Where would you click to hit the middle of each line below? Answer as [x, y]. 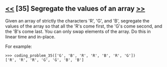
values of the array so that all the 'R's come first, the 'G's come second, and [84, 26]
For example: [19, 46]
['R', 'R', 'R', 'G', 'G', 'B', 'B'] [45, 60]
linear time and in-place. [30, 36]
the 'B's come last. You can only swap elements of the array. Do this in [78, 31]
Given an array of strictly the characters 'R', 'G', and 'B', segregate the [77, 20]
